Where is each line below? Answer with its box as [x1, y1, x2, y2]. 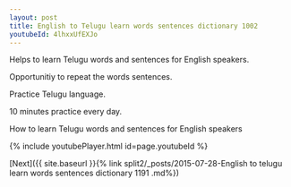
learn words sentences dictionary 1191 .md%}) [9, 167, 180, 179]
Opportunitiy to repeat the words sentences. [9, 72, 173, 82]
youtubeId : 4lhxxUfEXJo [9, 30, 98, 38]
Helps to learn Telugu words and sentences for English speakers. [9, 55, 250, 65]
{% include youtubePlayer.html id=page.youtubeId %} [9, 140, 209, 152]
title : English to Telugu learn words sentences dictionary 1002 [9, 21, 258, 30]
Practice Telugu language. [9, 89, 106, 99]
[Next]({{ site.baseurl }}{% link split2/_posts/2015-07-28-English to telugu [9, 158, 283, 169]
